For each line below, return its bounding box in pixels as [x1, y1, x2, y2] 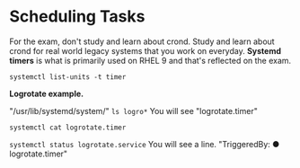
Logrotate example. [9, 88, 84, 99]
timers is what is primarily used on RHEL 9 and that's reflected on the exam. [9, 55, 292, 66]
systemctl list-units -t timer [9, 72, 127, 82]
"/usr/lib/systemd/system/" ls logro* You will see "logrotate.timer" [9, 105, 258, 116]
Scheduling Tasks [9, 6, 146, 27]
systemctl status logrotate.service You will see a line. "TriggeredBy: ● [9, 138, 280, 149]
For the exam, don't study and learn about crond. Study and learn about [9, 36, 276, 47]
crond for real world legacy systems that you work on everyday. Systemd [9, 45, 281, 56]
